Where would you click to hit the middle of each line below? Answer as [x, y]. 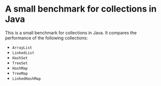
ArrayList [22, 48]
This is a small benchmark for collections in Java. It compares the [71, 33]
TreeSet [20, 63]
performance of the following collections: [46, 38]
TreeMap [20, 73]
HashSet [20, 58]
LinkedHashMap [26, 79]
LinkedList [23, 53]
